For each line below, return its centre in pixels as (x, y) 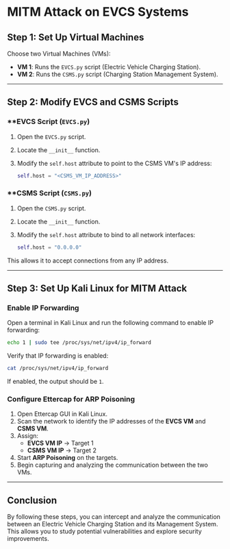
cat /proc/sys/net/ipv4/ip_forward (58, 368)
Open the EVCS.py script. (51, 136)
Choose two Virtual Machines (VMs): (59, 53)
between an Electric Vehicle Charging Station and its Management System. (113, 524)
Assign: (28, 436)
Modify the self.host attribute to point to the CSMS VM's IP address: (114, 163)
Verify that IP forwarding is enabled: (58, 356)
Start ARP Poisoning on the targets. (67, 458)
